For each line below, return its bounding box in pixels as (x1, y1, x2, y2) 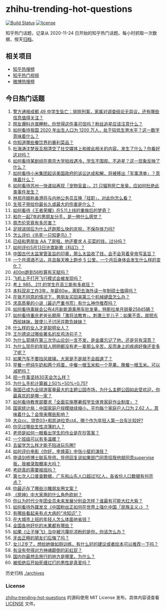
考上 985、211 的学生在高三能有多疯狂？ (12, 281, 95, 287)
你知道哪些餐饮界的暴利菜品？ (12, 139, 74, 145)
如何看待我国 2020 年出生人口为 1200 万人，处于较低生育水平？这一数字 (12, 127, 160, 133)
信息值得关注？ (12, 115, 43, 121)
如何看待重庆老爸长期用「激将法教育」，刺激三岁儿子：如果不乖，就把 (12, 312, 154, 318)
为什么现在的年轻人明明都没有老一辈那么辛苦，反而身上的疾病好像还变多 (12, 343, 160, 349)
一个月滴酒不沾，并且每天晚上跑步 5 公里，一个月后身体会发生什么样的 (12, 257, 157, 262)
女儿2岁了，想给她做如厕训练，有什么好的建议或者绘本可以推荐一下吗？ (12, 541, 159, 547)
